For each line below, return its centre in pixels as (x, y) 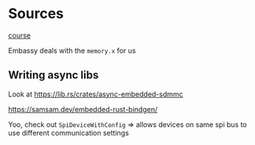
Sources (36, 14)
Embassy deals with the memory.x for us (72, 50)
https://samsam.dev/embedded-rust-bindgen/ (83, 109)
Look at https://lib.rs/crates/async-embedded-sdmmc (96, 94)
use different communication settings (69, 132)
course (20, 35)
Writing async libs (54, 75)
